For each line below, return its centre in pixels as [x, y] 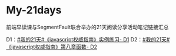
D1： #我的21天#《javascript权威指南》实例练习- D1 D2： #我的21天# [88, 39]
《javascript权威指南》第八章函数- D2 [52, 47]
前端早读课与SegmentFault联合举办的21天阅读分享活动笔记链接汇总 [87, 27]
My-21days [34, 10]
